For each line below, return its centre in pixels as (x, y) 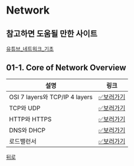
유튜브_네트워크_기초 (30, 49)
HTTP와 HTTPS (30, 119)
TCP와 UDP (25, 108)
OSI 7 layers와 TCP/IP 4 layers (51, 97)
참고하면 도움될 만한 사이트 (52, 33)
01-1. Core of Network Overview (66, 68)
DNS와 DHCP (27, 130)
